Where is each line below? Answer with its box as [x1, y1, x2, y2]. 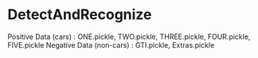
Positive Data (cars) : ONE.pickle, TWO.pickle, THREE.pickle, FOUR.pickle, [7, 32, 251, 41]
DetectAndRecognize [7, 6, 152, 24]
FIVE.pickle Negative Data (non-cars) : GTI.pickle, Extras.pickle [7, 40, 215, 49]
